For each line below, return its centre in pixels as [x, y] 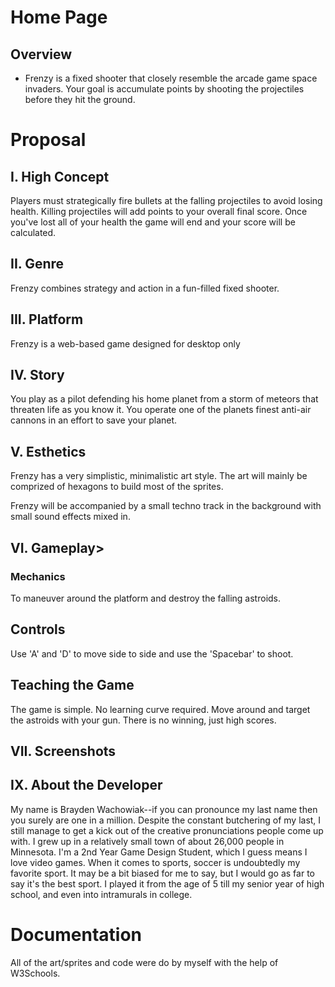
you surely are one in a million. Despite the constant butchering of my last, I [166, 820]
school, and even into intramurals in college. [101, 894]
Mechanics [38, 576]
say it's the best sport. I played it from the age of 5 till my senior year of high [167, 883]
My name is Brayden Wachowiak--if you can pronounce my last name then [164, 809]
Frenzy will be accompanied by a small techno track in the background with [166, 506]
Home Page [59, 17]
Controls [38, 629]
